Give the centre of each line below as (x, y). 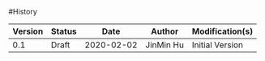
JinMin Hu (165, 45)
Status (64, 31)
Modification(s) (222, 31)
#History (23, 12)
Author (165, 31)
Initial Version (218, 45)
